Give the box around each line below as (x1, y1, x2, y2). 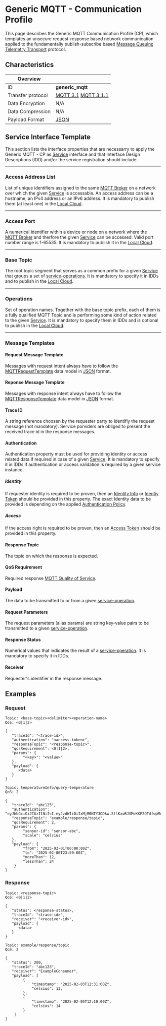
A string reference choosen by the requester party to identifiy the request (5, 418, 155, 424)
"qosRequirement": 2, (11, 820, 56, 825)
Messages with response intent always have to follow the (5, 390, 122, 396)
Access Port (5, 217, 36, 224)
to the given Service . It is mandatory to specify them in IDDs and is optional (5, 317, 159, 323)
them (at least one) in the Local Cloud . (5, 200, 83, 206)
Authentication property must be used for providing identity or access (5, 451, 147, 457)
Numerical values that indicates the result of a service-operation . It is (5, 647, 146, 653)
